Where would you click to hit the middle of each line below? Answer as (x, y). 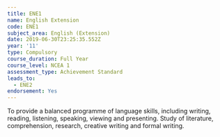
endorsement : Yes (32, 91)
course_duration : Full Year (48, 59)
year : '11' (23, 46)
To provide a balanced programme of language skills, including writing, (109, 111)
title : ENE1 (24, 14)
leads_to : (22, 78)
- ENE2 (23, 85)
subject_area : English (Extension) (59, 33)
